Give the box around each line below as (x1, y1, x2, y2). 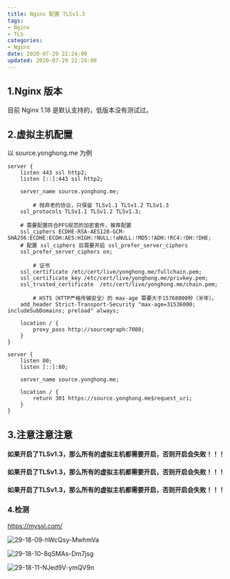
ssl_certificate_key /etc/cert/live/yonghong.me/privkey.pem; (20, 274, 209, 282)
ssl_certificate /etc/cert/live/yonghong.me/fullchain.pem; (20, 269, 202, 276)
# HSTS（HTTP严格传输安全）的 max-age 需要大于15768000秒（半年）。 (33, 295, 217, 302)
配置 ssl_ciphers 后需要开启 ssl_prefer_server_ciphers (26, 242, 189, 249)
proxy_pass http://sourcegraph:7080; (33, 326, 145, 333)
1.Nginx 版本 (7, 85, 63, 97)
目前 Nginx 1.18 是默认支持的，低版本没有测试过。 (7, 105, 153, 114)
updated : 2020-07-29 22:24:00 (7, 57, 98, 64)
